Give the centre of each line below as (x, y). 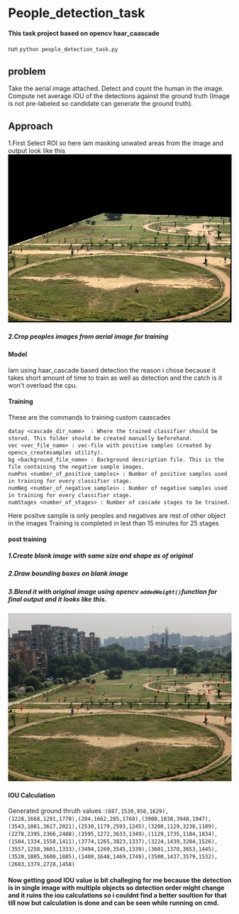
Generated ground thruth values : (57, 811)
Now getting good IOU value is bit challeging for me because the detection (120, 880)
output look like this (37, 151)
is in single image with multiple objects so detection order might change (116, 888)
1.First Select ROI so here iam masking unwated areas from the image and (116, 143)
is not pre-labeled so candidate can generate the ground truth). (101, 104)
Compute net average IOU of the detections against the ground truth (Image (119, 96)
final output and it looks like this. (57, 599)
